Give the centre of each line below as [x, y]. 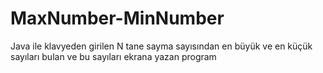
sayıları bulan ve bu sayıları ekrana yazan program [113, 56]
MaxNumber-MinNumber [117, 18]
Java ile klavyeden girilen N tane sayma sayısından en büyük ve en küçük [161, 46]
